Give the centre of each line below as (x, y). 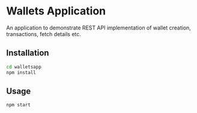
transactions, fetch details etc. (44, 34)
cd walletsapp (24, 67)
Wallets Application (56, 11)
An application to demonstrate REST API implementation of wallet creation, (98, 28)
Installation (28, 53)
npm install (21, 72)
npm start (19, 105)
